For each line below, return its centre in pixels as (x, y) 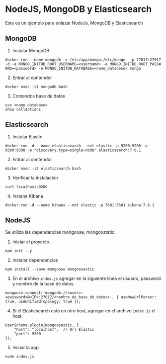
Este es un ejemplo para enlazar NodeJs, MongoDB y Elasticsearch (74, 23)
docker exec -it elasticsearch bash (43, 168)
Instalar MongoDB (31, 50)
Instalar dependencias (35, 260)
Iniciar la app (25, 348)
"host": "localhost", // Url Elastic (54, 330)
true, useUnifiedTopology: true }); (43, 302)
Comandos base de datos (39, 96)
